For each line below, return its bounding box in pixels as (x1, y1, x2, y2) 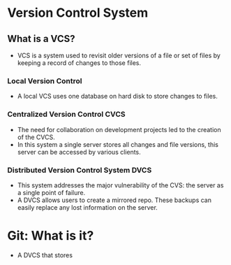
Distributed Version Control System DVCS (7, 165, 152, 175)
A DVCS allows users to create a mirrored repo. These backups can (17, 196, 211, 204)
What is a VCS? (7, 33, 75, 45)
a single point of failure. (17, 188, 86, 196)
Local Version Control (7, 76, 82, 85)
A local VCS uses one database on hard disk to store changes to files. (17, 92, 218, 101)
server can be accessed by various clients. (17, 148, 141, 156)
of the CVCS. (17, 133, 55, 141)
